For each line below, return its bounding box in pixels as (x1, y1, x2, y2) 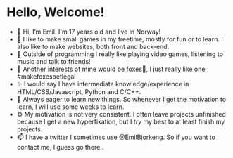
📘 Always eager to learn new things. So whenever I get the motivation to (16, 95, 227, 103)
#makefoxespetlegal (16, 72, 76, 81)
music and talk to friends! (16, 57, 91, 65)
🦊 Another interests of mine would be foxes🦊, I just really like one (16, 65, 206, 73)
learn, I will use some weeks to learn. (16, 103, 125, 111)
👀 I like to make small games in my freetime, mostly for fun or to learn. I (16, 34, 223, 43)
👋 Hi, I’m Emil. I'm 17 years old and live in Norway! (16, 27, 161, 36)
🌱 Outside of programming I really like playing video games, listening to (16, 50, 223, 58)
